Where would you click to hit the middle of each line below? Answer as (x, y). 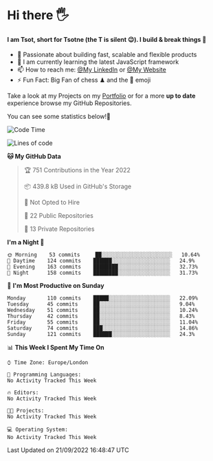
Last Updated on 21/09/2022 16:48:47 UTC (68, 450)
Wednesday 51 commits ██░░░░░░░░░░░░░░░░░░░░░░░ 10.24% (102, 311)
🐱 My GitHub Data (34, 157)
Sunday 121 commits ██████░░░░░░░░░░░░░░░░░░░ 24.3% (101, 335)
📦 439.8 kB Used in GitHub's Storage (78, 187)
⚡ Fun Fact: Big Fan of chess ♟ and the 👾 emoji (84, 80)
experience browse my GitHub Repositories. (69, 103)
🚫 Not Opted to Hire (52, 203)
